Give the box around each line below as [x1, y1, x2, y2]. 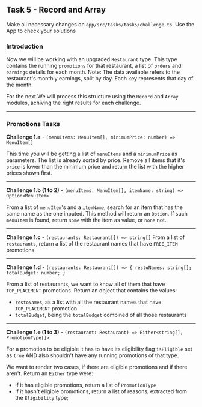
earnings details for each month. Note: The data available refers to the [6, 68, 180, 76]
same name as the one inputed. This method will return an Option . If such [6, 210, 188, 217]
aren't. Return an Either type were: [6, 370, 93, 377]
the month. [6, 81, 33, 89]
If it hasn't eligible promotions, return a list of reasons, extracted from [14, 388, 188, 395]
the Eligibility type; [14, 394, 69, 402]
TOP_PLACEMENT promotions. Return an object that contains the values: [6, 287, 177, 294]
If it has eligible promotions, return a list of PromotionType [14, 381, 156, 389]
